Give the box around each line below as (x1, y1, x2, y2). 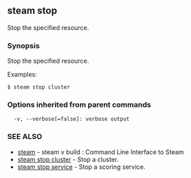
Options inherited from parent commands (7, 100, 152, 110)
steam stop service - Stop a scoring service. (17, 163, 146, 171)
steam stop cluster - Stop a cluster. (17, 155, 119, 163)
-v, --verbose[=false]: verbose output (13, 116, 130, 123)
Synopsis (7, 40, 40, 50)
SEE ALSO (7, 132, 43, 142)
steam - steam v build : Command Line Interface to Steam (17, 147, 184, 156)
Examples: (7, 71, 37, 79)
